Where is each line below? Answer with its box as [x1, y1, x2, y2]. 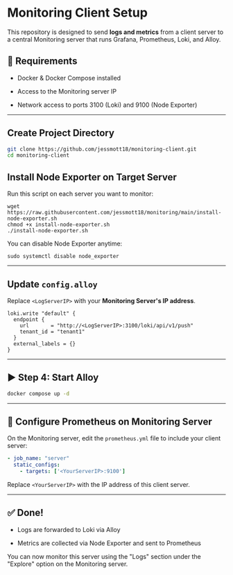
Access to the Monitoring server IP [17, 87, 116, 95]
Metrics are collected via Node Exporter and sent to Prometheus [17, 539, 202, 547]
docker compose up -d [7, 390, 70, 397]
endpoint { [13, 316, 45, 323]
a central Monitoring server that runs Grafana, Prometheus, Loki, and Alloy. [7, 35, 221, 43]
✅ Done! [7, 507, 44, 519]
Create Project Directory [7, 127, 114, 139]
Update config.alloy [7, 278, 98, 290]
